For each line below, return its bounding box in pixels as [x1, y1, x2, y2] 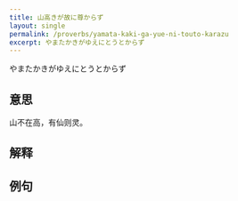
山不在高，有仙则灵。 [9, 117, 87, 128]
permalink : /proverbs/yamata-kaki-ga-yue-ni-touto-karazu [9, 29, 229, 38]
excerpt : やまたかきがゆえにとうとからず [9, 37, 145, 47]
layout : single [9, 21, 66, 30]
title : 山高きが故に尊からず [9, 12, 104, 22]
